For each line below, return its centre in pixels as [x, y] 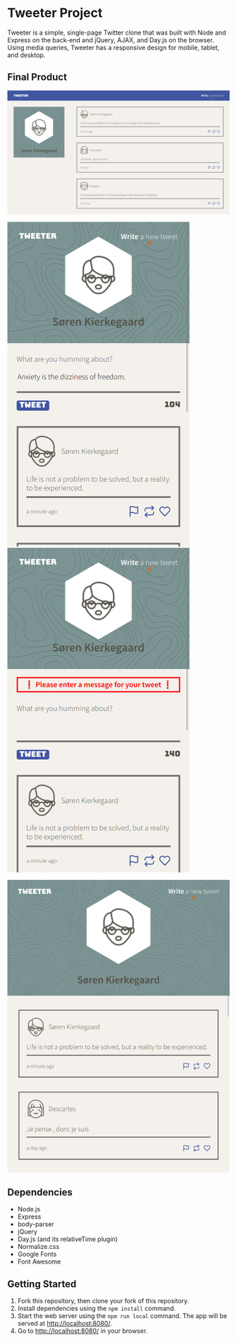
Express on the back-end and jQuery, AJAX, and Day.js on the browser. [111, 40]
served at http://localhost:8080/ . [65, 1324]
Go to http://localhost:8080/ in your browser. [83, 1331]
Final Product [37, 77]
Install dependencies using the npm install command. [97, 1308]
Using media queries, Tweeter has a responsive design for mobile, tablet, [114, 47]
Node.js [29, 1209]
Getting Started [42, 1284]
